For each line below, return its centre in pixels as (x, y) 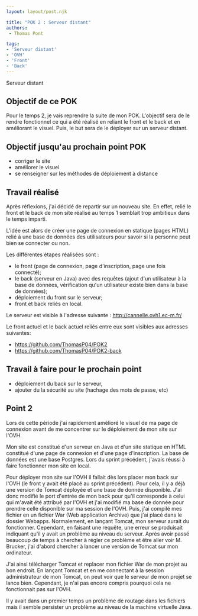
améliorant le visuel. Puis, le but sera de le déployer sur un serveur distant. (97, 128)
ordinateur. (19, 552)
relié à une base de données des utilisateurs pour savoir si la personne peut (98, 237)
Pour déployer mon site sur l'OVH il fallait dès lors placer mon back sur (92, 477)
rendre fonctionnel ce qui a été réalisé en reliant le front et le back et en (93, 122)
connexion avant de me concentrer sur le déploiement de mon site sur (92, 429)
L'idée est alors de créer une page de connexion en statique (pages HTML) (98, 231)
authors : (17, 28)
